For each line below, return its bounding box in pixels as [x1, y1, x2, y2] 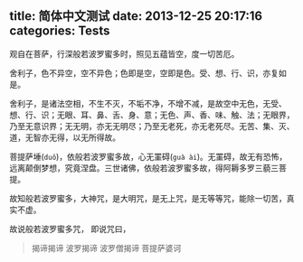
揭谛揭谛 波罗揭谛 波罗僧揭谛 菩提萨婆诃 [31, 242, 182, 253]
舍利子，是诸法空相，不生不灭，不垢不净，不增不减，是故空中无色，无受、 [9, 98, 287, 108]
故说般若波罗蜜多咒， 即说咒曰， [9, 223, 131, 234]
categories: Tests [9, 23, 110, 39]
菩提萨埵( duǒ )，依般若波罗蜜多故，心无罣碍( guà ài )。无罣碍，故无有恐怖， [9, 151, 288, 162]
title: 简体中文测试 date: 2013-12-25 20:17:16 [9, 8, 263, 24]
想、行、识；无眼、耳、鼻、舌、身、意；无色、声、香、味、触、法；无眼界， [9, 109, 295, 120]
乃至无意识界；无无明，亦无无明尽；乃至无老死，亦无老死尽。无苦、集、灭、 [9, 120, 295, 131]
